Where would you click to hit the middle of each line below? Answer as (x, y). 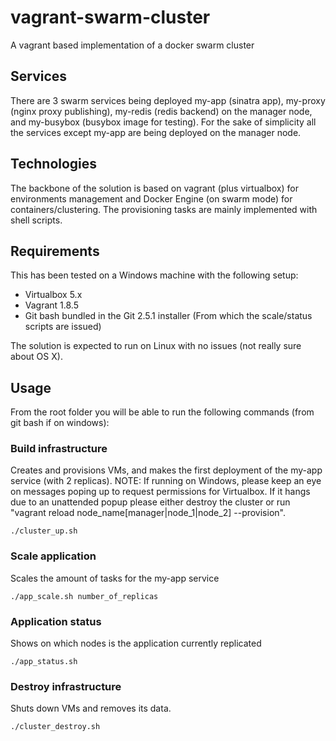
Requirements (55, 251)
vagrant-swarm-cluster (110, 17)
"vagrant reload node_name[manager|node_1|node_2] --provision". (148, 513)
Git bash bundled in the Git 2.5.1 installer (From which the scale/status (168, 316)
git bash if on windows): (60, 423)
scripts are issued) (63, 327)
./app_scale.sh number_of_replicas (84, 596)
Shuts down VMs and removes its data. (91, 708)
